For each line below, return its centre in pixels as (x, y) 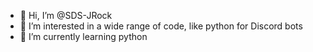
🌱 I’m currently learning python (83, 36)
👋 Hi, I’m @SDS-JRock (66, 15)
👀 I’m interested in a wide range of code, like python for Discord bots (161, 26)
